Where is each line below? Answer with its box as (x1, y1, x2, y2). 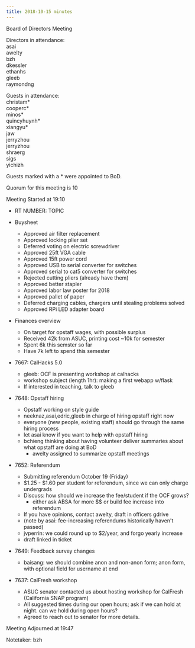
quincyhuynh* (6, 117, 41, 124)
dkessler (6, 62, 27, 69)
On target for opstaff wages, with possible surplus (23, 328, 146, 335)
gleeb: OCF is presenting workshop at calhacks (23, 370, 139, 377)
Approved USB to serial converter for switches (23, 261, 137, 268)
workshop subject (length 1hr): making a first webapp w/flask (23, 377, 173, 384)
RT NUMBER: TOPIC (14, 207, 64, 214)
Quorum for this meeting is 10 (6, 184, 78, 191)
